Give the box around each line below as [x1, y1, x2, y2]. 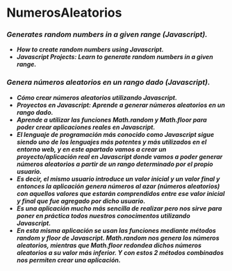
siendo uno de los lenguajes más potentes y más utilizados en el [16, 138, 207, 146]
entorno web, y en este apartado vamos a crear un [16, 145, 167, 154]
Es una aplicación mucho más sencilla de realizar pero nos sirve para [16, 204, 222, 213]
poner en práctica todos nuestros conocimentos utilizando [16, 211, 190, 220]
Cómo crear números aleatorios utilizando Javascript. [16, 93, 178, 101]
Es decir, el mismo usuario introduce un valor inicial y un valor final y [16, 174, 220, 183]
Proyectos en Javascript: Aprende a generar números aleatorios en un [16, 101, 226, 109]
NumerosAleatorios [6, 5, 122, 21]
